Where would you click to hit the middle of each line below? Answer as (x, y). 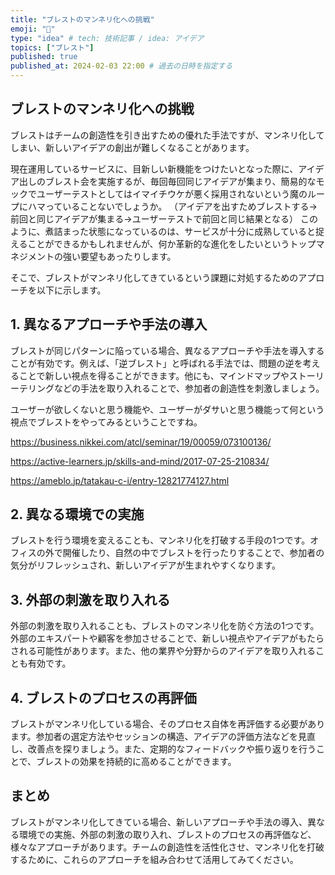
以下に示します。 (71, 290)
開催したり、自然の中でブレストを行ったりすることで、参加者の (193, 553)
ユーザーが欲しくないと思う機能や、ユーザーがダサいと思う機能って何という (167, 409)
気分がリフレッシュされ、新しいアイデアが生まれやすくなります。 (146, 565)
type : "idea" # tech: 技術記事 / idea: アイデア (107, 38)
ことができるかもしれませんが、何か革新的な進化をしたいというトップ (172, 243)
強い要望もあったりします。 (119, 256)
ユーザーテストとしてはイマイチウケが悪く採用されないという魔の (172, 193)
